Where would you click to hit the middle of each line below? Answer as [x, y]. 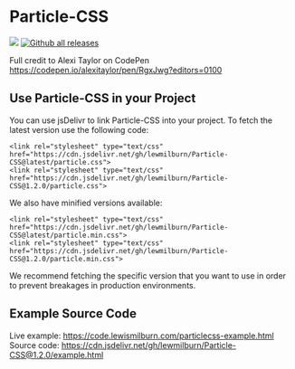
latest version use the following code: [79, 129]
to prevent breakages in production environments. [103, 285]
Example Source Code [73, 314]
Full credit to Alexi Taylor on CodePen [79, 60]
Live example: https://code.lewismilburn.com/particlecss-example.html [142, 336]
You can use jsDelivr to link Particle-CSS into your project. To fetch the [141, 120]
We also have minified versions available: [86, 203]
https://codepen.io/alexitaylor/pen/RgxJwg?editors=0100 [116, 70]
